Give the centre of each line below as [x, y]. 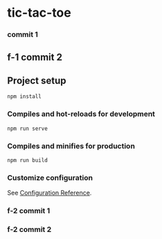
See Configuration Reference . [49, 193]
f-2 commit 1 [29, 211]
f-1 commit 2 [35, 57]
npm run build [28, 160]
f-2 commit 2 [29, 229]
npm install [24, 97]
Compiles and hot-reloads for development [81, 114]
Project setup [37, 80]
